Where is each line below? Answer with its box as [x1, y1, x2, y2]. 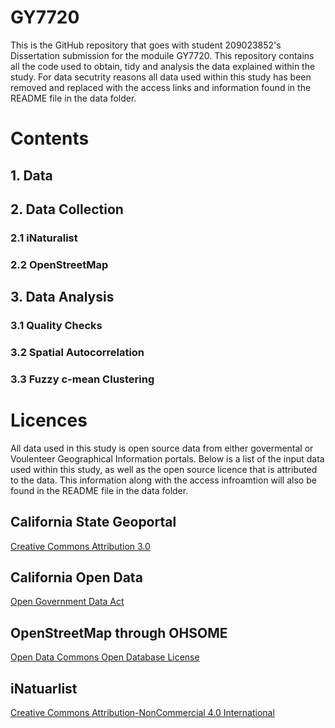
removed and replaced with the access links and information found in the [10, 81, 312, 93]
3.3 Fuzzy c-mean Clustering [10, 372, 155, 386]
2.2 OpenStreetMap [10, 257, 109, 271]
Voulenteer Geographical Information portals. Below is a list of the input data [10, 452, 325, 465]
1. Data [10, 167, 53, 184]
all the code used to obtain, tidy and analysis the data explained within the [10, 60, 316, 72]
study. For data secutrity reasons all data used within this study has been [10, 71, 312, 83]
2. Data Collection [10, 201, 124, 218]
